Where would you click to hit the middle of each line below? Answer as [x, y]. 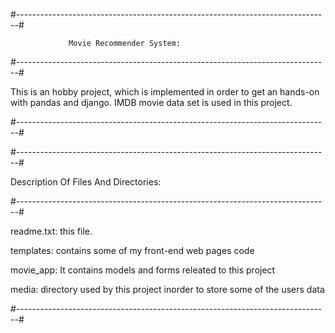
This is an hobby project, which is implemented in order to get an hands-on [165, 92]
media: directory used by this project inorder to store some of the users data [167, 289]
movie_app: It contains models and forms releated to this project [143, 270]
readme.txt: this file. [51, 231]
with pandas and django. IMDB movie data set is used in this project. [151, 102]
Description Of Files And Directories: [86, 182]
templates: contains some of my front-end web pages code [132, 250]
